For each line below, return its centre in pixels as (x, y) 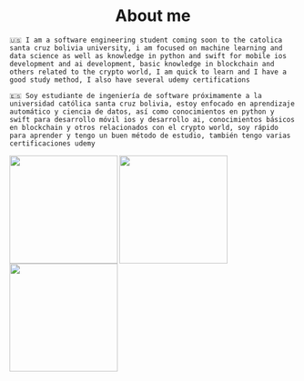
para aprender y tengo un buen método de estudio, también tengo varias (150, 135)
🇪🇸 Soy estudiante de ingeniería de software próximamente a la (136, 95)
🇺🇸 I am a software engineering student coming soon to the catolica (146, 40)
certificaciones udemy (52, 143)
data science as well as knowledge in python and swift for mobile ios (148, 55)
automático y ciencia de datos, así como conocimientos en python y (142, 111)
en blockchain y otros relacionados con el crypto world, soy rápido (144, 127)
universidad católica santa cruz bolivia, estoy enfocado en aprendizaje (152, 104)
